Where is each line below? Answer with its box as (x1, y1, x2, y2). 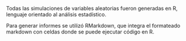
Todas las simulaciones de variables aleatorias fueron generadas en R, (6, 5, 178, 12)
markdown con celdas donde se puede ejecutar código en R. (6, 28, 155, 35)
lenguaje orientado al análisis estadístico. (6, 11, 106, 18)
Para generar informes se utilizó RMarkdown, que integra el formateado (6, 23, 181, 29)
